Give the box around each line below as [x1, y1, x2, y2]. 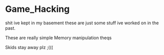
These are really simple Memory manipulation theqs [5, 35, 112, 41]
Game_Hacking [5, 3, 70, 15]
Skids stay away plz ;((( [5, 44, 53, 50]
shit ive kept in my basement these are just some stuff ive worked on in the [5, 20, 159, 26]
